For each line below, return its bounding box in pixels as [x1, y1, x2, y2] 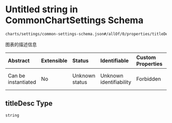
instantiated [8, 78, 36, 86]
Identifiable [100, 57, 129, 64]
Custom [136, 54, 156, 61]
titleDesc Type [5, 99, 53, 108]
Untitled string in [5, 4, 78, 15]
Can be [8, 72, 26, 79]
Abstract [8, 57, 30, 64]
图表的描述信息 [5, 41, 37, 47]
